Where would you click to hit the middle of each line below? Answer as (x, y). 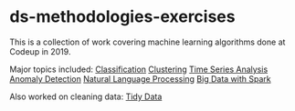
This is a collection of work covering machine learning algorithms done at (147, 42)
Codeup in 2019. (40, 51)
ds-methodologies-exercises (122, 17)
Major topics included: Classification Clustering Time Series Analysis (139, 69)
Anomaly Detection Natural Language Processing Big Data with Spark (140, 78)
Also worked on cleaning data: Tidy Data (86, 96)
